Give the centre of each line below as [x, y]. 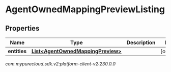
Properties [22, 28]
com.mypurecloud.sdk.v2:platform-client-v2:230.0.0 [61, 64]
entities [17, 51]
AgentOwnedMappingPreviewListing [85, 9]
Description [141, 43]
